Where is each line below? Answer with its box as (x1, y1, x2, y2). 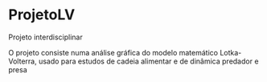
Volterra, (8, 56, 38, 66)
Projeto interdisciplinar (8, 32, 83, 42)
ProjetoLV (8, 6, 76, 24)
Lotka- (220, 47, 242, 57)
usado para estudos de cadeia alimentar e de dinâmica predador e (39, 56, 259, 66)
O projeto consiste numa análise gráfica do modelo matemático (8, 47, 219, 57)
